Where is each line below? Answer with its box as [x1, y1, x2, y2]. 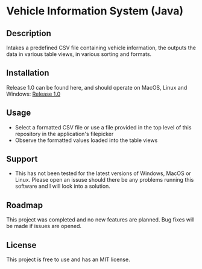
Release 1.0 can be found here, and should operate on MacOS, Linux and [6, 84, 188, 91]
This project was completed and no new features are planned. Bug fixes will [6, 216, 195, 223]
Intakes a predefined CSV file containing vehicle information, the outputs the [6, 44, 196, 51]
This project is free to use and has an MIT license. [6, 256, 131, 263]
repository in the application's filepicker [14, 130, 114, 137]
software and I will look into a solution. [14, 182, 110, 190]
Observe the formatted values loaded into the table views [14, 137, 158, 144]
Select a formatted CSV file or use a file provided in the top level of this [14, 123, 192, 131]
